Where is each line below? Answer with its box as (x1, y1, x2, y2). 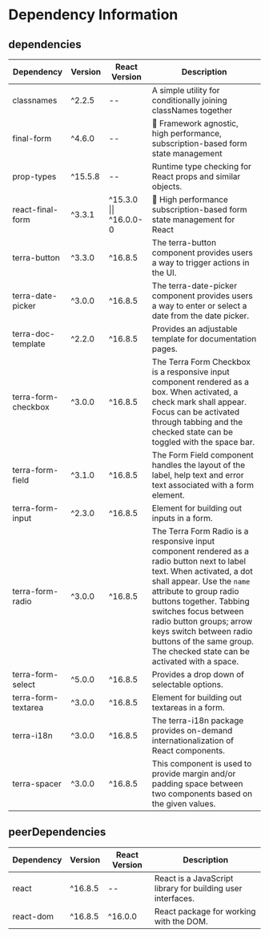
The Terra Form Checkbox (151, 357, 251, 367)
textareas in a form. (151, 702, 225, 713)
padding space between (151, 778, 243, 789)
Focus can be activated (151, 406, 240, 418)
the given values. (151, 798, 216, 809)
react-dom (12, 911, 54, 922)
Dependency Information (8, 6, 179, 24)
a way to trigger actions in (151, 257, 250, 268)
